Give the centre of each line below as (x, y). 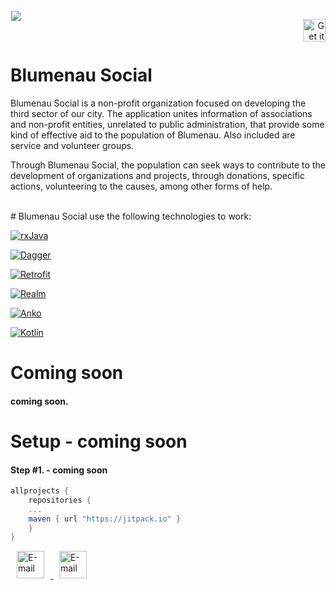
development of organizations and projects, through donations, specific (157, 175)
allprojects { (40, 491)
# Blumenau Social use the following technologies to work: (131, 216)
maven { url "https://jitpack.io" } (105, 519)
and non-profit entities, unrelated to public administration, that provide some (167, 124)
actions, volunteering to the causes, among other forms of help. (141, 186)
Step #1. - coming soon (59, 470)
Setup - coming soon (99, 441)
